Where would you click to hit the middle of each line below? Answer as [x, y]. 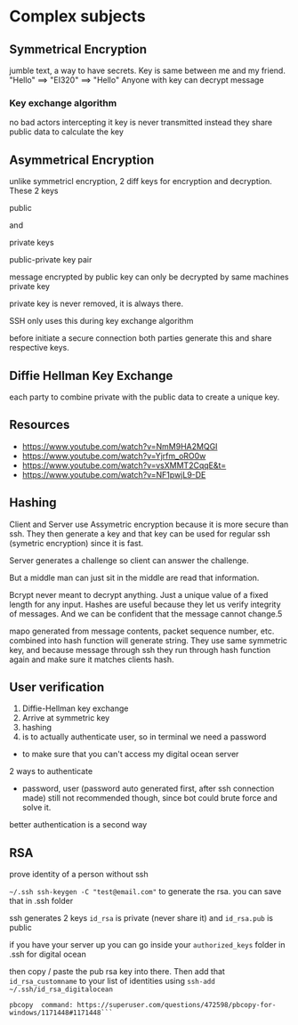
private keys [32, 243]
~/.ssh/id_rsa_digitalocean [61, 989]
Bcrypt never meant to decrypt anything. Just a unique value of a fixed [139, 594]
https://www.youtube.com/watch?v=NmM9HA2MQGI [120, 446]
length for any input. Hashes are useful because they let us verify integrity [145, 604]
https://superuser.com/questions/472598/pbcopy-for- [177, 1005]
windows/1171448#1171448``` [61, 1013]
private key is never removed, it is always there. [97, 303]
